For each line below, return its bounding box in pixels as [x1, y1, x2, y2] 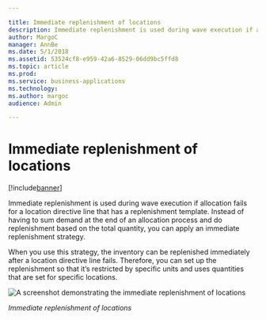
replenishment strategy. [8, 232, 85, 242]
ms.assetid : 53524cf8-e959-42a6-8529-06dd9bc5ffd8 [8, 55, 179, 63]
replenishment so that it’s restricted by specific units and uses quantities [8, 264, 244, 273]
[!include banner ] [8, 183, 63, 193]
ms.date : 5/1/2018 [8, 48, 69, 56]
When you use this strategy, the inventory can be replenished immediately [8, 247, 251, 257]
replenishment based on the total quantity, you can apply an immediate [8, 224, 240, 233]
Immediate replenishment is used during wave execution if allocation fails [8, 198, 248, 208]
